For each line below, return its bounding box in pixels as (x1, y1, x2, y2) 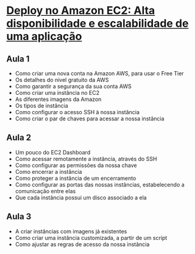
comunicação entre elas (15, 187, 76, 194)
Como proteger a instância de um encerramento (15, 174, 136, 182)
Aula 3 (6, 211, 32, 222)
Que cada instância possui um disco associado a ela (15, 194, 147, 201)
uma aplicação (6, 30, 82, 43)
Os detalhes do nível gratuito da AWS (15, 77, 109, 83)
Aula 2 (6, 132, 32, 143)
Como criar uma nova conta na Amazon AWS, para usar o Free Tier (15, 70, 184, 77)
